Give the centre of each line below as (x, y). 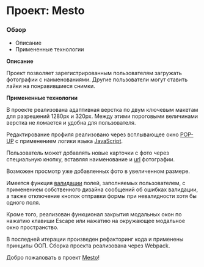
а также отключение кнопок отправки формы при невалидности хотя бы (102, 196)
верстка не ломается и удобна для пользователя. (71, 123)
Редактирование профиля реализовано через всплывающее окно (93, 134)
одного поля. (24, 203)
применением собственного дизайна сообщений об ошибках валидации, (102, 189)
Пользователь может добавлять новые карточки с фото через (88, 153)
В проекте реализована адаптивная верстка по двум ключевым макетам (102, 110)
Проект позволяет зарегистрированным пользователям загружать (94, 73)
